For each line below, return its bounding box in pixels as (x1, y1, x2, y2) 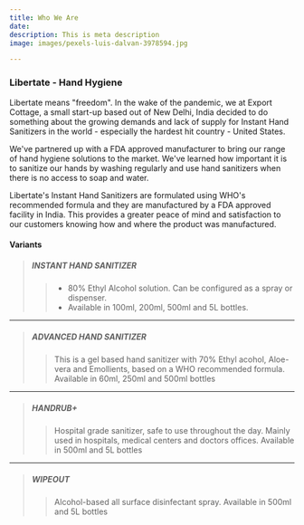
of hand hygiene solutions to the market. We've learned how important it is (9, 153, 288, 164)
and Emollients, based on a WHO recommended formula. (72, 364, 285, 375)
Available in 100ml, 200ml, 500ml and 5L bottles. (67, 302, 249, 313)
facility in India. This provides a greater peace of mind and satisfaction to (9, 209, 281, 220)
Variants (9, 239, 43, 250)
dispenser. (67, 292, 107, 303)
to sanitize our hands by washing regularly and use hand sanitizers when (9, 162, 281, 173)
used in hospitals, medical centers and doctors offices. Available (53, 435, 295, 446)
